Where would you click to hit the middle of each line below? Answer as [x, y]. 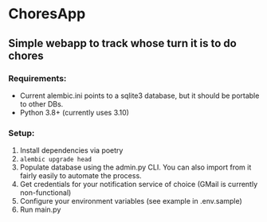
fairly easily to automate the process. [80, 176]
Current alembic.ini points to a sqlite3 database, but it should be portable [139, 95]
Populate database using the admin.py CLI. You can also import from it [135, 167]
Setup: [22, 133]
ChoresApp [47, 14]
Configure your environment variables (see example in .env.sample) [131, 201]
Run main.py [40, 210]
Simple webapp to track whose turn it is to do [122, 43]
